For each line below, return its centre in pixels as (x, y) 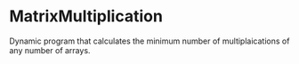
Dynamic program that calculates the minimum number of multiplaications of (149, 41)
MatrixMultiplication (86, 16)
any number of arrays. (50, 50)
